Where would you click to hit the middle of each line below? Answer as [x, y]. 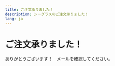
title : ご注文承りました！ [29, 10]
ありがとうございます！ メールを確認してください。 [59, 59]
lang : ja [14, 19]
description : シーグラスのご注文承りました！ [47, 14]
